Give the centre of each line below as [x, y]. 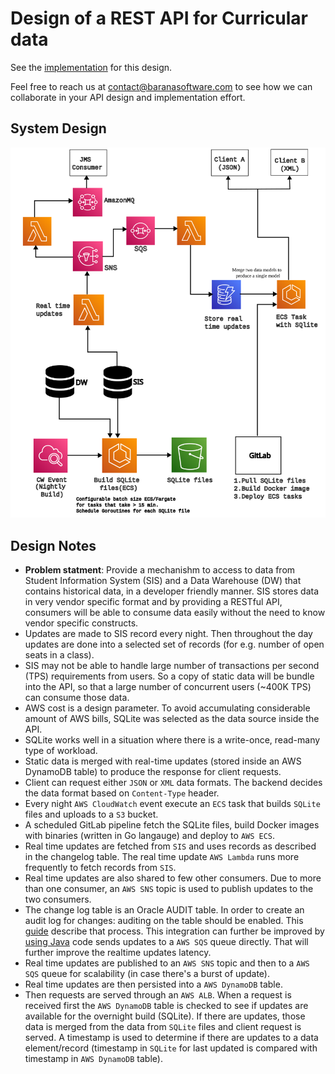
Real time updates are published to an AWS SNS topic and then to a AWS [167, 963]
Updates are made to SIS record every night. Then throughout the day [168, 634]
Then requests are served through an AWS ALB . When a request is [158, 995]
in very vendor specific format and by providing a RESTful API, [153, 602]
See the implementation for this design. [91, 67]
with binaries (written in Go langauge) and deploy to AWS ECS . [150, 836]
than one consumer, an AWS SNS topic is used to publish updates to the [169, 889]
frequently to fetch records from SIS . [100, 868]
